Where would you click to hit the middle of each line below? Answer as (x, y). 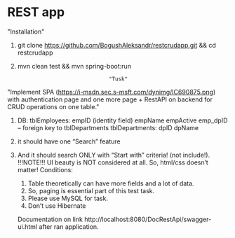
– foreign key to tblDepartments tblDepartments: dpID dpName (108, 127)
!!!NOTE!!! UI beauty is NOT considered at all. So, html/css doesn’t (113, 162)
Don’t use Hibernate (57, 205)
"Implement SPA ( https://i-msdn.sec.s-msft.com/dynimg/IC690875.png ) (112, 92)
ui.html (27, 226)
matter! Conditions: (45, 169)
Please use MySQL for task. (68, 198)
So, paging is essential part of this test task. (91, 190)
